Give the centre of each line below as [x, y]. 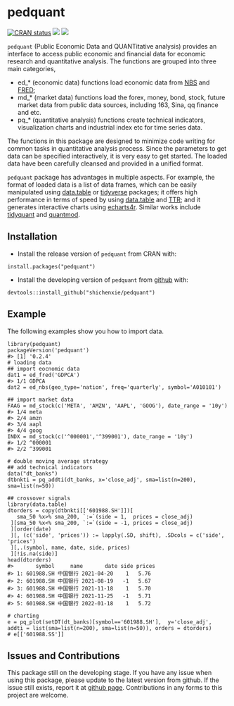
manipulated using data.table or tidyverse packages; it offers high [103, 192]
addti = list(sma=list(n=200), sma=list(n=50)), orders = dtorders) [110, 628]
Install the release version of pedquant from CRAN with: [97, 254]
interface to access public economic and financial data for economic [106, 54]
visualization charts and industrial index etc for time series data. [110, 127]
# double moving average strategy [58, 461]
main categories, [32, 68]
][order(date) [31, 529]
